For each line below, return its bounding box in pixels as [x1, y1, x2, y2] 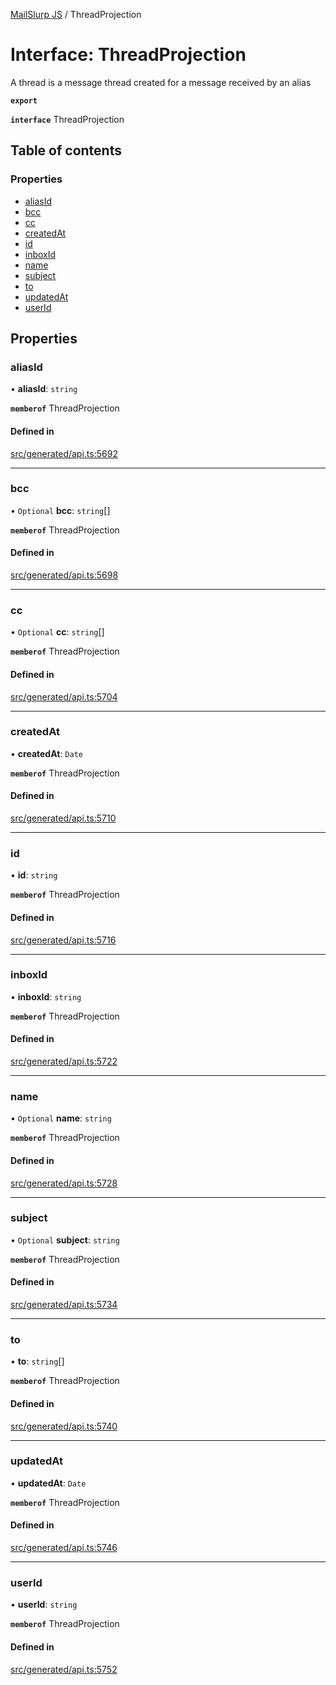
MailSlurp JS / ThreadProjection [10, 9, 142, 20]
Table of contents [10, 142, 122, 159]
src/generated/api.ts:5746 [10, 1542, 118, 1554]
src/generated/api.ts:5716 [10, 934, 117, 946]
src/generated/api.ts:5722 [10, 1055, 118, 1068]
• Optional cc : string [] [10, 626, 105, 638]
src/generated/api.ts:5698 [10, 569, 119, 581]
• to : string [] [10, 1355, 65, 1368]
